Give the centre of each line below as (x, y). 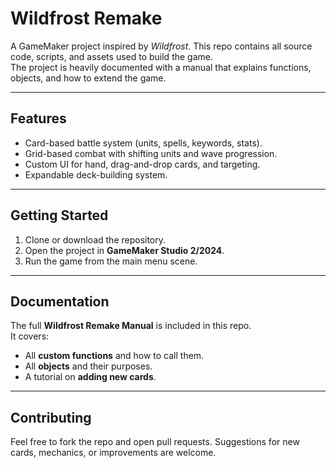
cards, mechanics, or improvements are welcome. (113, 453)
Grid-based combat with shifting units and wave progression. (151, 153)
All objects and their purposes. (88, 366)
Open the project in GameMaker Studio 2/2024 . (124, 250)
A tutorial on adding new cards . (90, 377)
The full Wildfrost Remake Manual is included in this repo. (131, 326)
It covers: (30, 336)
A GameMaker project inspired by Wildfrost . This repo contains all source (161, 46)
